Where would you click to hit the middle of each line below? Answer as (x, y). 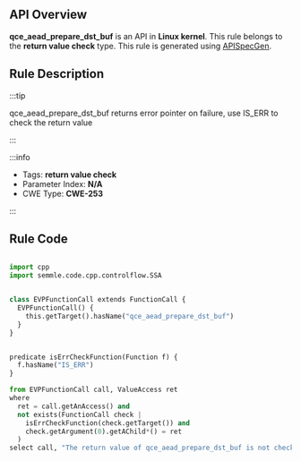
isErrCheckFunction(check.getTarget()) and (108, 423)
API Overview (48, 15)
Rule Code (39, 239)
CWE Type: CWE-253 (63, 193)
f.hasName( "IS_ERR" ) (56, 365)
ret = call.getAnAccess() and (73, 406)
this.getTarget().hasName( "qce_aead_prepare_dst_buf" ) (130, 316)
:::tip (17, 95)
